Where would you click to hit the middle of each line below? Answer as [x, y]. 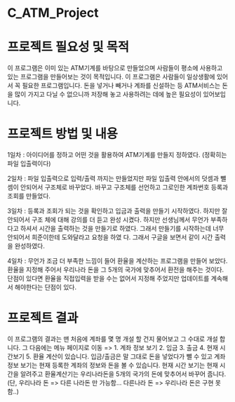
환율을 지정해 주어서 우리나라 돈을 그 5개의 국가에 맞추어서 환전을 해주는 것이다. [116, 270]
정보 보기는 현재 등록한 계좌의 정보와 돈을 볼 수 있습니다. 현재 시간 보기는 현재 [113, 365]
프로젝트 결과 [43, 318]
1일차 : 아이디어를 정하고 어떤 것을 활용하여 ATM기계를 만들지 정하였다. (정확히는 [117, 155]
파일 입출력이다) [29, 163]
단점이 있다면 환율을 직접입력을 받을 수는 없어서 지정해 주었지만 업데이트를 [108, 279]
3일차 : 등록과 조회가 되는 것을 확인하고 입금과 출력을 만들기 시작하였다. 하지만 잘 [117, 211]
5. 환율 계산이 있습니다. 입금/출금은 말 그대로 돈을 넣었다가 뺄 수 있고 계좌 [126, 356]
